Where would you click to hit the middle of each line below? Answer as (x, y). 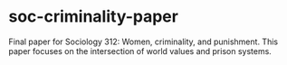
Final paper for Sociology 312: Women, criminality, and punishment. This (143, 42)
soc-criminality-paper (93, 17)
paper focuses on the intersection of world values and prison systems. (140, 51)
